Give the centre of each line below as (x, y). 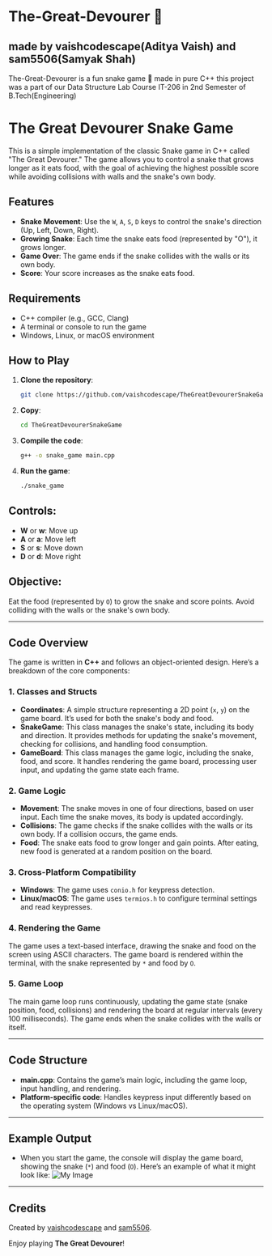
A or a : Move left (48, 539)
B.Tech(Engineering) (42, 95)
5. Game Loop (36, 984)
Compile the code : (51, 441)
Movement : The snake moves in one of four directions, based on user (137, 808)
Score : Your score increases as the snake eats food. (107, 273)
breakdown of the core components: (69, 671)
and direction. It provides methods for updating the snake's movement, (138, 735)
